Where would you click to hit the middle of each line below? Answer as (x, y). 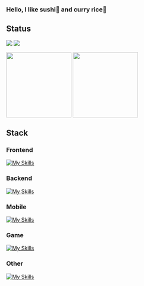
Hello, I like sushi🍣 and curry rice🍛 (57, 10)
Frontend (20, 150)
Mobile (16, 207)
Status (19, 29)
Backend (19, 178)
